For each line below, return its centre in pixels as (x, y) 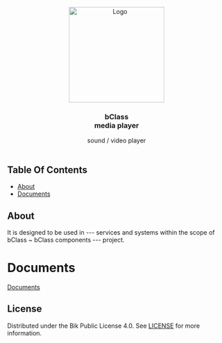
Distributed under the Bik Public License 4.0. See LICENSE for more (103, 326)
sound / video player (117, 141)
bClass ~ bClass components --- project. (66, 240)
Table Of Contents (48, 170)
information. (25, 333)
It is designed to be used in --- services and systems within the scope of (111, 232)
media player (117, 125)
